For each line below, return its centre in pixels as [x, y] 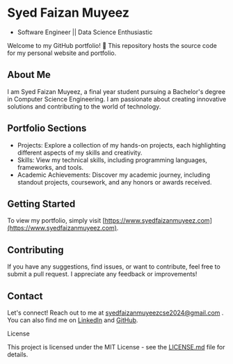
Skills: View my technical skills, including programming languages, [112, 160]
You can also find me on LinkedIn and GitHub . [73, 320]
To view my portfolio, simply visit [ [56, 221]
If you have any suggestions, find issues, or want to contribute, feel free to [114, 267]
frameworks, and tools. [50, 167]
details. [18, 354]
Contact [25, 296]
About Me [29, 75]
